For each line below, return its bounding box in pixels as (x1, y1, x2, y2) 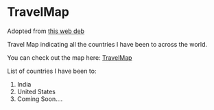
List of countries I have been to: (7, 67, 97, 75)
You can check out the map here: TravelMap (7, 53, 132, 62)
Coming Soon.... (16, 94, 63, 103)
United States (16, 87, 56, 96)
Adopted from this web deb (7, 27, 84, 35)
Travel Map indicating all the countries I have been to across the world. (7, 40, 208, 48)
